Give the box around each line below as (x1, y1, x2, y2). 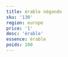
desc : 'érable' (6, 31, 44, 37)
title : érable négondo (6, 8, 62, 15)
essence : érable (6, 36, 46, 42)
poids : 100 (6, 42, 33, 48)
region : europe (6, 20, 44, 26)
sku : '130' (6, 14, 33, 20)
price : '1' (6, 25, 33, 31)
